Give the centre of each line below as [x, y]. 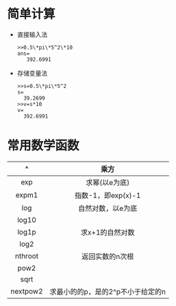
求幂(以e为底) [108, 182]
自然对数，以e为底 [108, 208]
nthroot [27, 256]
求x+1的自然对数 [108, 232]
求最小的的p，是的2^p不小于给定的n [108, 292]
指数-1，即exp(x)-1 [108, 195]
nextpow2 [27, 291]
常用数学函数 [43, 146]
